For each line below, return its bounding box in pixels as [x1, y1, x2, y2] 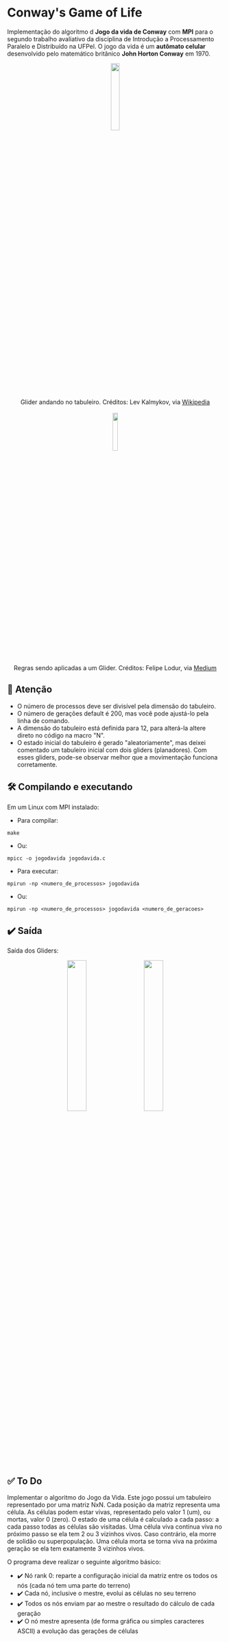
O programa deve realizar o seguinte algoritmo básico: [7, 1558, 161, 1566]
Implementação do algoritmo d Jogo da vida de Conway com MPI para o [7, 27, 214, 36]
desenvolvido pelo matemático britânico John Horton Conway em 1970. [7, 49, 211, 58]
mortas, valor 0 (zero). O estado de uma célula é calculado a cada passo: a [7, 1516, 219, 1524]
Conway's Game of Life [7, 5, 143, 21]
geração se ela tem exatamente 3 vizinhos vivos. [7, 1544, 145, 1553]
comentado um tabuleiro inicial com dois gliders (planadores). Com [16, 746, 207, 754]
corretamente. [16, 760, 58, 768]
